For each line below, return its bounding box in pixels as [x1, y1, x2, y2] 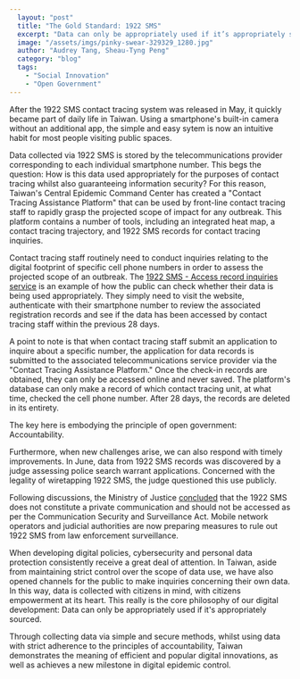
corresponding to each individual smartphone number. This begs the [9, 159, 262, 170]
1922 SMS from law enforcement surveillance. [9, 530, 179, 541]
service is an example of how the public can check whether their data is [9, 280, 274, 291]
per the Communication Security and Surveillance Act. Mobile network [9, 510, 269, 522]
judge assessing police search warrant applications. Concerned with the [9, 465, 275, 476]
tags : [17, 63, 38, 72]
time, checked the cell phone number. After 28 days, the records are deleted [9, 393, 290, 403]
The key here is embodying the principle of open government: [9, 419, 237, 430]
